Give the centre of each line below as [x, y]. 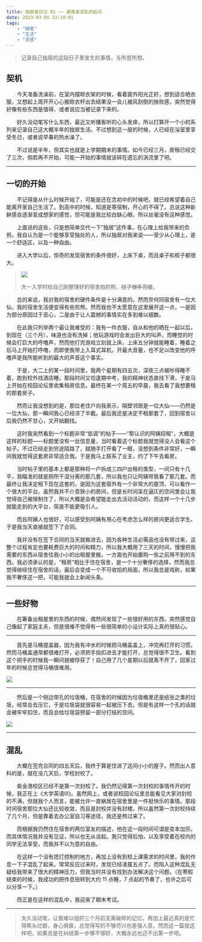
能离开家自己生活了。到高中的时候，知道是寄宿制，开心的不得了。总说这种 [98, 207]
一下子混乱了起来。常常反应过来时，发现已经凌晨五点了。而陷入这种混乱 [101, 864]
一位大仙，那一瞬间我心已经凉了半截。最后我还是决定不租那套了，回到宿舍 [98, 413]
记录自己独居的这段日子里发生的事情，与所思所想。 [84, 57]
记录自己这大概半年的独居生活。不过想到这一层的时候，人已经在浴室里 [103, 129]
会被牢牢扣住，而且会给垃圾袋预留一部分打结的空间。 [72, 712]
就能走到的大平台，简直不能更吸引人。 [54, 506]
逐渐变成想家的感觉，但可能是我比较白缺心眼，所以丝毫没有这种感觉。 [109, 214]
